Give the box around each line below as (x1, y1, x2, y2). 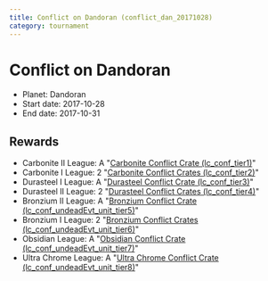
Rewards (9, 134, 60, 149)
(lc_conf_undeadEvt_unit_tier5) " (21, 205, 140, 216)
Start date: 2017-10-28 (21, 99, 105, 110)
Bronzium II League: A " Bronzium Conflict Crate (21, 195, 198, 206)
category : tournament (9, 21, 90, 30)
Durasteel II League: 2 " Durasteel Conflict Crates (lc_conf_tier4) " (21, 186, 260, 197)
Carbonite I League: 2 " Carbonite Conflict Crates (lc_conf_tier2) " (21, 167, 260, 178)
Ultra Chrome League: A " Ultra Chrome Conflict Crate (21, 252, 220, 263)
